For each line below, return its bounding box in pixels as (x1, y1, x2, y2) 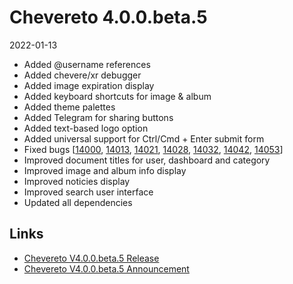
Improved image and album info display (23, 164, 187, 176)
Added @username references (23, 58, 151, 70)
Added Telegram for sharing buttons (23, 111, 174, 123)
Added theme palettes (23, 101, 116, 113)
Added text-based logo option (23, 122, 149, 134)
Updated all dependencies (23, 196, 133, 208)
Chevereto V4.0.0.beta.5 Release (23, 252, 160, 264)
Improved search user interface (23, 186, 154, 198)
